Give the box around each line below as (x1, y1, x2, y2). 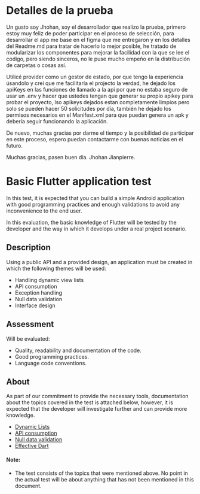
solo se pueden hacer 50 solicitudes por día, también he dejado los (6, 105, 171, 112)
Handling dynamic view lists (14, 276, 84, 283)
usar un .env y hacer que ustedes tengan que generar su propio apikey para (6, 92, 193, 99)
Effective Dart (14, 443, 49, 450)
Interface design (14, 302, 56, 309)
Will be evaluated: (6, 335, 50, 342)
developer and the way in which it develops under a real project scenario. (6, 225, 187, 232)
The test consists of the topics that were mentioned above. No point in (14, 469, 188, 477)
